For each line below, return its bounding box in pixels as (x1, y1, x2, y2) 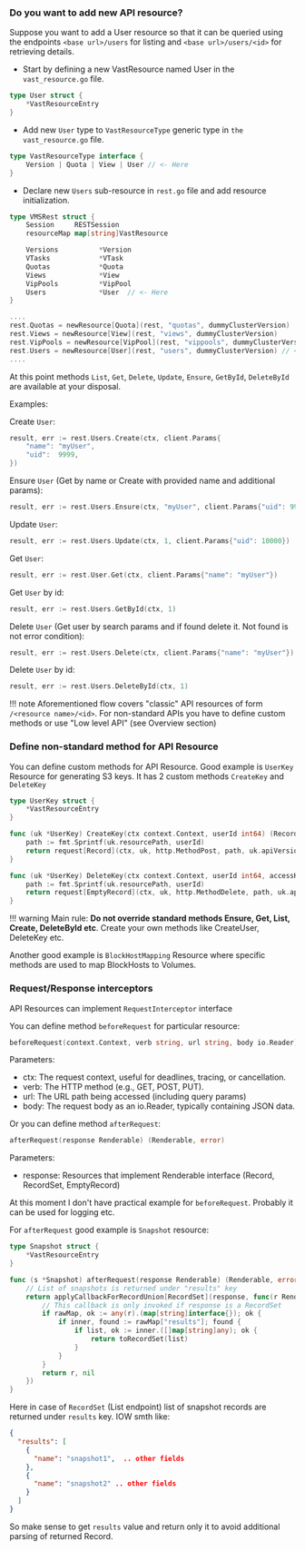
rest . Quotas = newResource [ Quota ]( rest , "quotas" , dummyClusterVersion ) (9, 321, 290, 331)
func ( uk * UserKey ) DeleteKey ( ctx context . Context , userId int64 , (9, 871, 266, 880)
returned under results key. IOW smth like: (9, 1411, 171, 1422)
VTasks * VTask (25, 254, 124, 263)
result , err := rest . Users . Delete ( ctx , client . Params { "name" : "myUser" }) (9, 647, 295, 657)
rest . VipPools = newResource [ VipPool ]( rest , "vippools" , (9, 338, 230, 347)
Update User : (9, 519, 58, 529)
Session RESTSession (25, 221, 120, 230)
